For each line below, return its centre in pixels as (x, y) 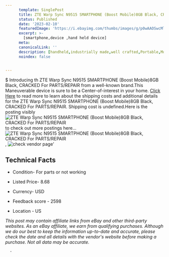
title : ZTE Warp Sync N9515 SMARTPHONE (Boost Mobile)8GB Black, (88, 15)
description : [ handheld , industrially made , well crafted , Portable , (90, 52)
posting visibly (20, 112)
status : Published (38, 19)
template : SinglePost (41, 10)
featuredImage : (34, 29)
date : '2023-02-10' (39, 24)
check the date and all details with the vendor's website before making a (81, 237)
